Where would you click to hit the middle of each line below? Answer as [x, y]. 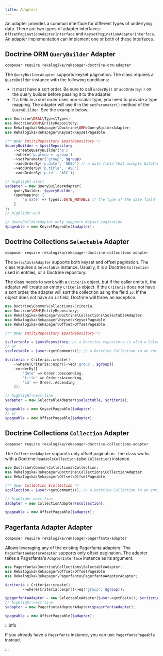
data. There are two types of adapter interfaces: [53, 28]
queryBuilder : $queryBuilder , [44, 191]
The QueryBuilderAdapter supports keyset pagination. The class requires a [79, 75]
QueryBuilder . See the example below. [50, 110]
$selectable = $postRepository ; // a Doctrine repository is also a [76, 342]
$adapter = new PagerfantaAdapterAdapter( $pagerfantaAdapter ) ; [70, 607]
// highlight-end [23, 213]
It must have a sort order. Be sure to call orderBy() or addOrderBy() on [82, 89]
